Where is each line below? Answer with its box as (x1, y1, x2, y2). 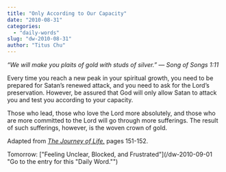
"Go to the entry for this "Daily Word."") (7, 158, 118, 165)
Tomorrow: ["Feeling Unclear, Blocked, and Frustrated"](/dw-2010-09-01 (7, 150, 212, 158)
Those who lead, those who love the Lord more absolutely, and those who (7, 109, 216, 117)
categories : (7, 23, 41, 29)
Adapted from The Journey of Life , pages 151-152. (7, 137, 149, 145)
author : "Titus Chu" (7, 42, 66, 49)
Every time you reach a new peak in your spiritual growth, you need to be (7, 74, 214, 82)
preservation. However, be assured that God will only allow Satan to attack (7, 88, 217, 97)
